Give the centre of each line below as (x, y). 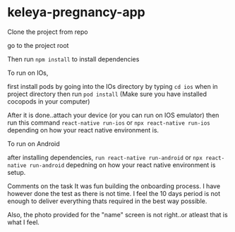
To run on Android (34, 144)
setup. (17, 172)
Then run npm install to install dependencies (73, 59)
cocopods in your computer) (49, 101)
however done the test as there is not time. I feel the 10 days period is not (114, 193)
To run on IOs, (28, 73)
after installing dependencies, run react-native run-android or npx (105, 157)
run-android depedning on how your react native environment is (122, 165)
